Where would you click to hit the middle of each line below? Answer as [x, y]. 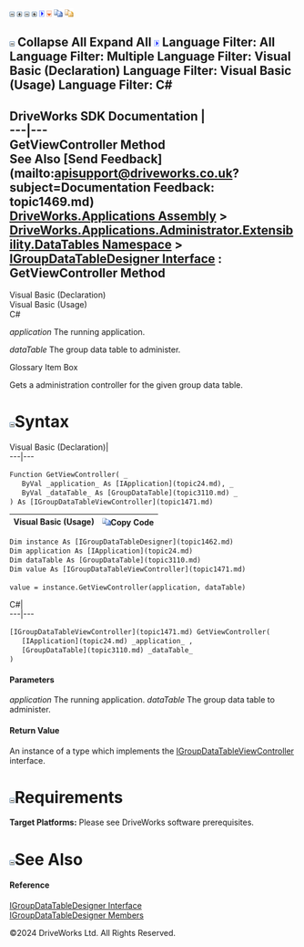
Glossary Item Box [44, 368]
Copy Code [132, 522]
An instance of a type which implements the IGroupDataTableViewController [152, 751]
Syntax [42, 422]
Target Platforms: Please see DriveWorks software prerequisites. [132, 822]
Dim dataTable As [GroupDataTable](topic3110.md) [106, 560]
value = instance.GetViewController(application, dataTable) [128, 588]
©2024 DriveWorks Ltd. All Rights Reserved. [92, 932]
